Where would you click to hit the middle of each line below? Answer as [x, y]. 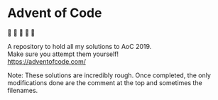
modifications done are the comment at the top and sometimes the [105, 82]
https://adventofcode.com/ [47, 61]
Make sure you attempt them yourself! [63, 54]
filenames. [23, 90]
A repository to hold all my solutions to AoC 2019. [80, 46]
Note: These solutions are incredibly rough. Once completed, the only [109, 75]
